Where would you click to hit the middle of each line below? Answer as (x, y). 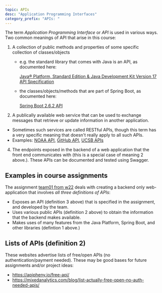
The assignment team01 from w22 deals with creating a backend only (75, 187)
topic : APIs (17, 10)
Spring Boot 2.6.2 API (41, 106)
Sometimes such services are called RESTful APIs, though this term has (84, 130)
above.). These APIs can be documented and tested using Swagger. (81, 160)
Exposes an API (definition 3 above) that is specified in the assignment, (83, 202)
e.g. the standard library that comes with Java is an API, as (78, 62)
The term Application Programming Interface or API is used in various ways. (81, 33)
